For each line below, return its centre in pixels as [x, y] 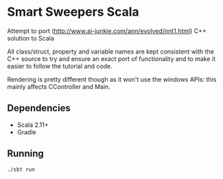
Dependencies [39, 108]
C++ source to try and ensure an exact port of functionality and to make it [111, 58]
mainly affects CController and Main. [59, 86]
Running [26, 154]
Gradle [26, 132]
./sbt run [21, 169]
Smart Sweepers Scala [73, 12]
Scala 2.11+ [33, 125]
